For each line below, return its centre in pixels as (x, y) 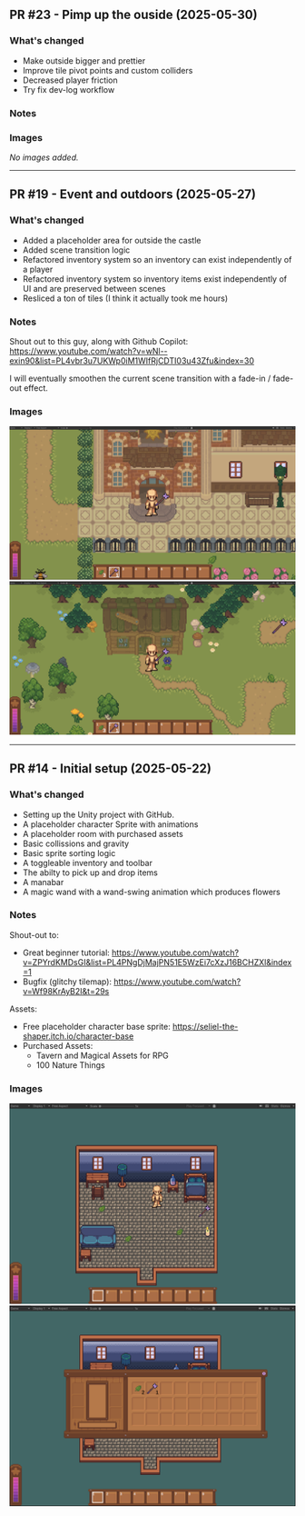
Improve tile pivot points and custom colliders (108, 70)
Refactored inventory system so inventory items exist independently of (155, 279)
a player (38, 269)
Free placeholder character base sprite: (96, 1026)
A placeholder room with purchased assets (103, 833)
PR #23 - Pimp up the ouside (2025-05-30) (133, 15)
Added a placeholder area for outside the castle (112, 240)
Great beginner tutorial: (66, 952)
